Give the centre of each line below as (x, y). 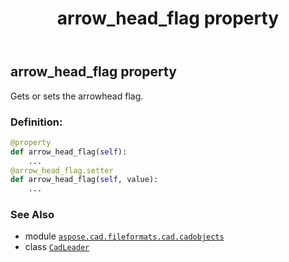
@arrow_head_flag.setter (62, 170)
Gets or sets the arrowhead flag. (77, 96)
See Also (32, 215)
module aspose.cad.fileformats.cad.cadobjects (124, 236)
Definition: (36, 122)
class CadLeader (57, 247)
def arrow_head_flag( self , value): (84, 180)
